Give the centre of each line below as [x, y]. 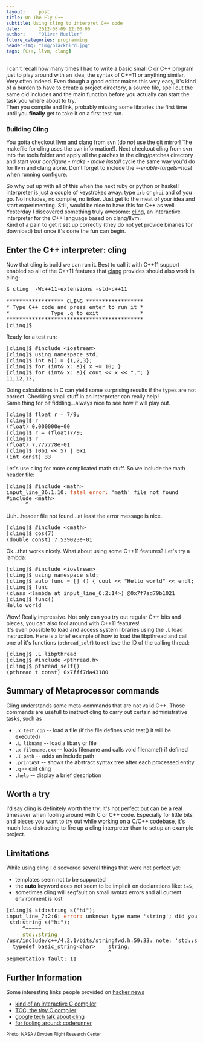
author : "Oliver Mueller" [44, 34]
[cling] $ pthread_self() [43, 666]
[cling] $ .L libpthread [41, 654]
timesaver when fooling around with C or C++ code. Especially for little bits [100, 815]
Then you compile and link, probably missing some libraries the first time [97, 107]
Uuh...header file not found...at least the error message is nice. [84, 516]
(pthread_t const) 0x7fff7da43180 [57, 672]
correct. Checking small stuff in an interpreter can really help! [82, 396]
